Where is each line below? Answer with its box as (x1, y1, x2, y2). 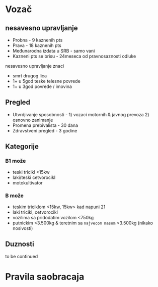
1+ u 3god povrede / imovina (12, 83, 72, 89)
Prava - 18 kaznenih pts (12, 42, 61, 49)
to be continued (5, 253, 38, 259)
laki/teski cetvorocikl (12, 174, 56, 180)
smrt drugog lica (12, 73, 47, 79)
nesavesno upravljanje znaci (5, 63, 64, 69)
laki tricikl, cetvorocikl (12, 209, 58, 215)
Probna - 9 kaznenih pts (12, 37, 63, 43)
